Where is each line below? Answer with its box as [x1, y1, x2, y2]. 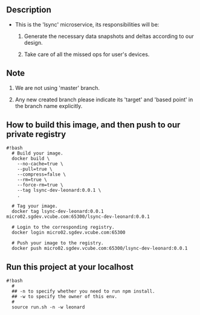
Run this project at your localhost [6, 262, 134, 272]
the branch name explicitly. [15, 102, 83, 109]
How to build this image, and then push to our [6, 120, 181, 130]
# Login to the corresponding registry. [11, 224, 115, 231]
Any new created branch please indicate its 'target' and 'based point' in [15, 96, 193, 103]
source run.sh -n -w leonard [11, 304, 85, 310]
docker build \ [11, 156, 50, 162]
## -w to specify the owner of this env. [11, 294, 118, 300]
